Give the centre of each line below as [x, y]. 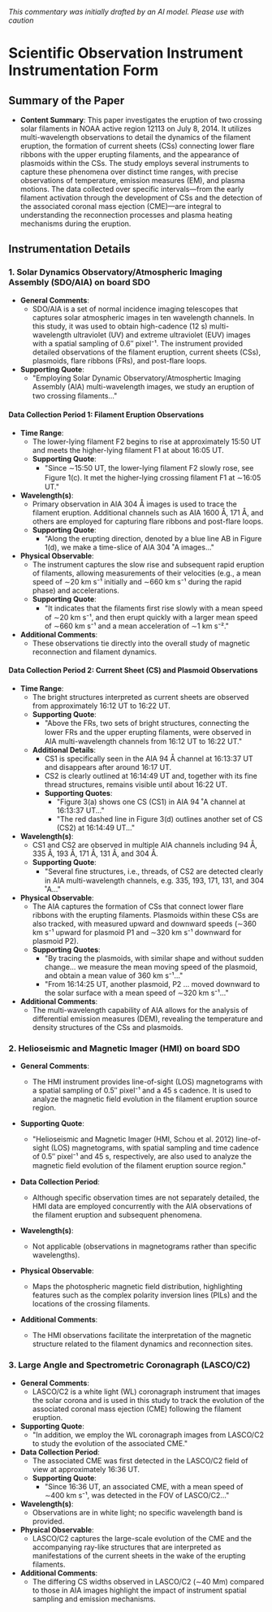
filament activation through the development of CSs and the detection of [141, 198]
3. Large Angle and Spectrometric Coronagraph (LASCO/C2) [130, 1365]
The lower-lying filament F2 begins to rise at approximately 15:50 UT [147, 441]
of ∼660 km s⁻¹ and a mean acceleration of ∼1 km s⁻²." [137, 626]
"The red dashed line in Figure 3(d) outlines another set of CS [160, 819]
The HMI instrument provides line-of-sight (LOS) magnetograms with [147, 1082]
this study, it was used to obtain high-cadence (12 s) [120, 326]
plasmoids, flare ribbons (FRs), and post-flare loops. [119, 360]
